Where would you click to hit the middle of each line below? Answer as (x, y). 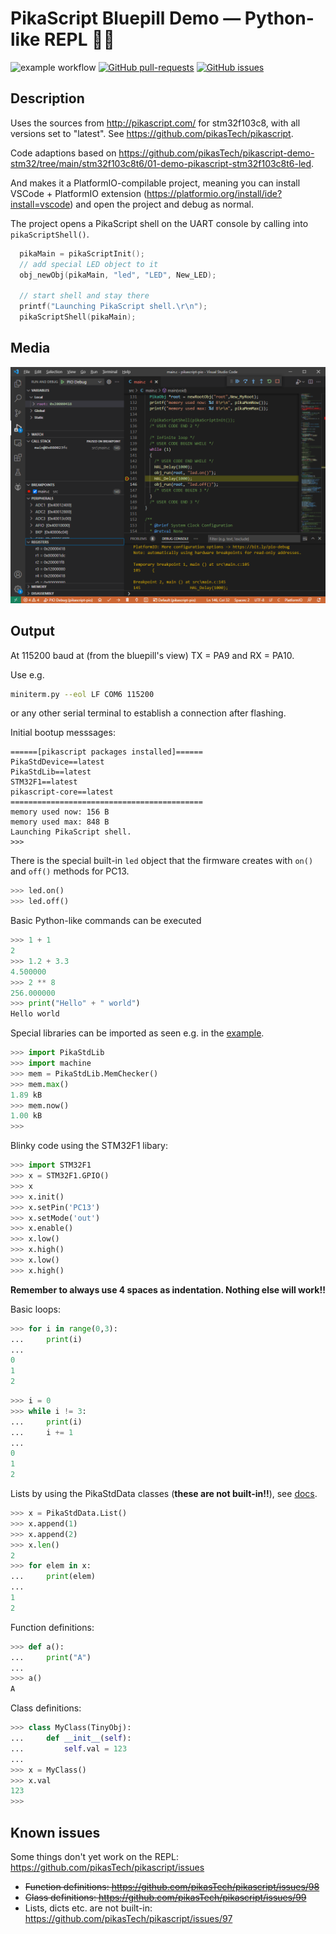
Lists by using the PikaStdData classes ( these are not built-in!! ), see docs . (164, 1493)
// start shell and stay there (84, 296)
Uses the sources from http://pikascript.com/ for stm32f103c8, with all (155, 123)
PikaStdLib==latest (51, 772)
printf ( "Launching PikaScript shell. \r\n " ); (113, 307)
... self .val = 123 (69, 1748)
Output (32, 631)
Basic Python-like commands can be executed (106, 921)
